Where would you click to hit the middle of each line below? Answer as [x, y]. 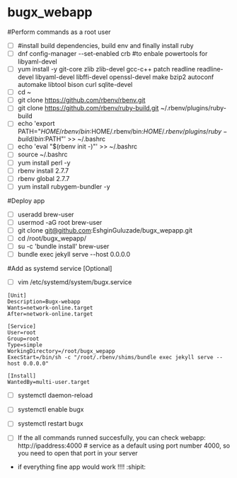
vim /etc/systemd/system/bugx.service [75, 282]
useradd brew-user [46, 214]
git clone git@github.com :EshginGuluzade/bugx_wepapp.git [105, 230]
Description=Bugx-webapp [44, 302]
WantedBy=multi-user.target [49, 383]
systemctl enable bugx [51, 409]
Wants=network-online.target [50, 308]
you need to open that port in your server [77, 453]
